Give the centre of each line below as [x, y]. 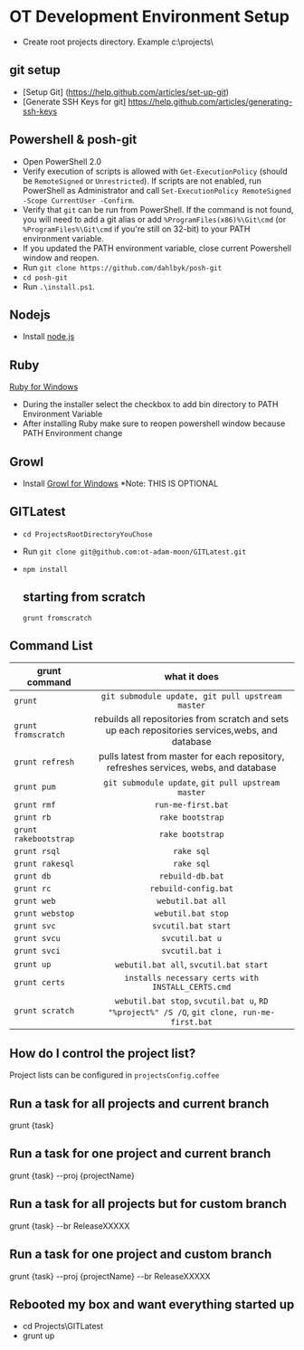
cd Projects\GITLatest [63, 1326]
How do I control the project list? [103, 1053]
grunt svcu [37, 939]
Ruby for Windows [44, 387]
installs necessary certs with [192, 978]
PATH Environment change [72, 433]
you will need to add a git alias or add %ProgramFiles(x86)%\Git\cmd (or [154, 219]
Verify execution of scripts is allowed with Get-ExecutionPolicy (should [155, 171]
